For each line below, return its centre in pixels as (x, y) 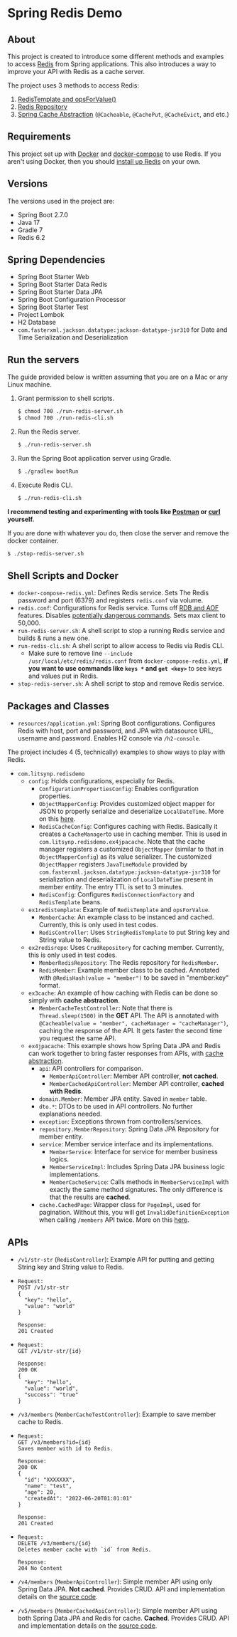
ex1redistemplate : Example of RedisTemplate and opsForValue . (119, 910)
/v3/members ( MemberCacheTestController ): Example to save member (117, 1414)
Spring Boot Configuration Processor (72, 300)
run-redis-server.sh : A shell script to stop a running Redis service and (121, 631)
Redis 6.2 (31, 237)
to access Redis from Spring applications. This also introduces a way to (112, 64)
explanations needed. (70, 1114)
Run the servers (43, 360)
